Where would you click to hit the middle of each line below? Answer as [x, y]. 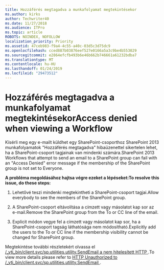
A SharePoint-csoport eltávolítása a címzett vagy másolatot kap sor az [83, 207]
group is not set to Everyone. [34, 168]
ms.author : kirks [23, 14]
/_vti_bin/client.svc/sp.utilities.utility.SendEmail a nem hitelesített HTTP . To [80, 252]
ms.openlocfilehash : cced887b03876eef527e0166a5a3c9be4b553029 [71, 50]
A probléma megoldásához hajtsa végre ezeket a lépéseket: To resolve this [82, 178]
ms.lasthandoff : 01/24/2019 [34, 69]
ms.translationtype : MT [29, 60]
